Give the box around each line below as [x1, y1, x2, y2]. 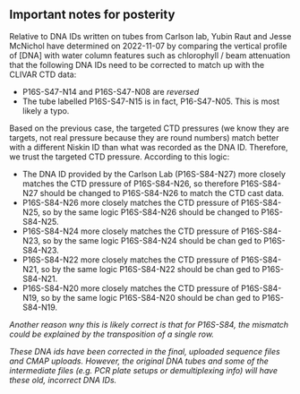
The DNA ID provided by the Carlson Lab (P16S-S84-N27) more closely [21, 168, 287, 179]
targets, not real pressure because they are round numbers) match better [9, 132, 279, 142]
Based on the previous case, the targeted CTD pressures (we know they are [9, 123, 289, 133]
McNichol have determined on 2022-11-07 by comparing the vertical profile [9, 40, 287, 51]
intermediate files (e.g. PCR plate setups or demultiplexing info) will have [9, 364, 278, 375]
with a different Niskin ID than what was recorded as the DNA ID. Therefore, [9, 141, 288, 152]
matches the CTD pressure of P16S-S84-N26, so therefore [21, 178, 239, 189]
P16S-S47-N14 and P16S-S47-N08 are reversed [21, 86, 200, 97]
